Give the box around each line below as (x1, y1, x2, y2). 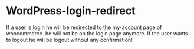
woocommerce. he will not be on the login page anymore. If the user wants (6, 30, 188, 37)
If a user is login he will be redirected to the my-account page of (6, 24, 162, 31)
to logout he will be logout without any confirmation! (6, 36, 133, 43)
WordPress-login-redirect (6, 4, 136, 18)
